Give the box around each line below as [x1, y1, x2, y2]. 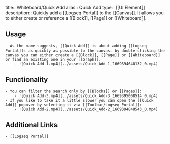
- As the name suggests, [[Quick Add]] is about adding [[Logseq [5, 43, 147, 49]
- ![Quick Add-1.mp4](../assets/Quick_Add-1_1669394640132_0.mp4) [14, 61, 158, 66]
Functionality [5, 75, 48, 84]
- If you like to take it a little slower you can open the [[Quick [5, 98, 154, 103]
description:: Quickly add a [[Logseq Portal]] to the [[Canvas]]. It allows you [5, 10, 164, 16]
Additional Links [5, 121, 58, 129]
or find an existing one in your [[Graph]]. [5, 57, 101, 62]
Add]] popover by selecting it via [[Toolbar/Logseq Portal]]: [5, 102, 143, 107]
